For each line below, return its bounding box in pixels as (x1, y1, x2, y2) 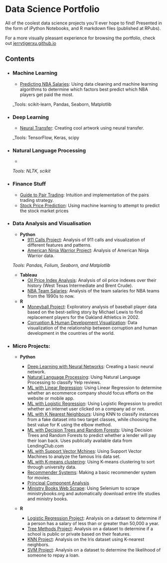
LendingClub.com (27, 443, 64, 449)
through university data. (27, 464, 77, 470)
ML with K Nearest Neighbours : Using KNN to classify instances (27, 411, 159, 417)
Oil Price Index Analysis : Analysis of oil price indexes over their (27, 277, 157, 283)
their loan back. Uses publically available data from (27, 437, 133, 444)
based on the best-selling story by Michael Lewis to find (27, 309, 143, 315)
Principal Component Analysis (27, 480, 90, 486)
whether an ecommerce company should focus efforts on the (27, 390, 154, 396)
